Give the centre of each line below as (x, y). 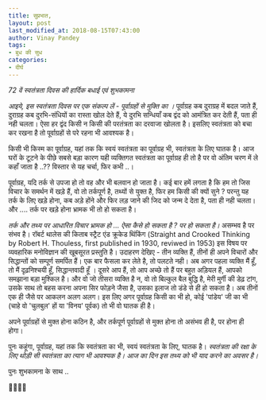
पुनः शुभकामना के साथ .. (39, 371)
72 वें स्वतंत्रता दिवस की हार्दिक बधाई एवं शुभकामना (71, 90)
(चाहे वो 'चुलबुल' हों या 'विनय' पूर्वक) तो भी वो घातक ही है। (82, 305)
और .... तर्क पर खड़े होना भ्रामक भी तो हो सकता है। (73, 209)
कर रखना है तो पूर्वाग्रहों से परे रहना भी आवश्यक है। (71, 133)
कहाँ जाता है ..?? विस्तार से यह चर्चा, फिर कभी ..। (71, 166)
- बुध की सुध (25, 52)
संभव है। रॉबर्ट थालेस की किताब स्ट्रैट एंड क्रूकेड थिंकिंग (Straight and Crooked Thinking (129, 234)
